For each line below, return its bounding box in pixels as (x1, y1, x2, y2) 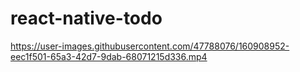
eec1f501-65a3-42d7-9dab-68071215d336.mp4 (10, 50, 208, 62)
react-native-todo (10, 7, 163, 30)
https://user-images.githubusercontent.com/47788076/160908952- (10, 40, 290, 52)
